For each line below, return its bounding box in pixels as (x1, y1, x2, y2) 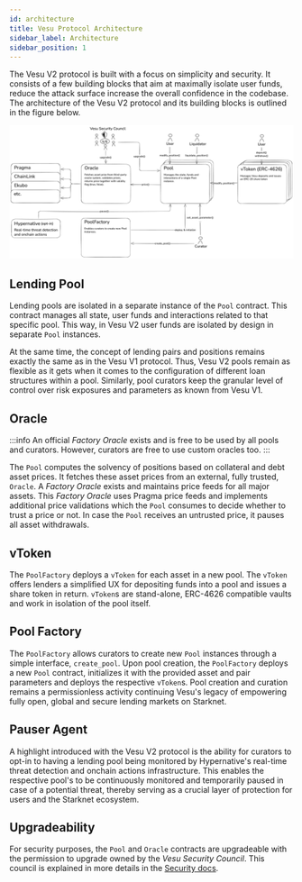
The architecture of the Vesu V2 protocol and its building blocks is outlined (9, 97, 287, 108)
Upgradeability (9, 820, 96, 835)
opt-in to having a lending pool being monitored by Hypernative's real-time (9, 755, 288, 766)
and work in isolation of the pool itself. (9, 597, 151, 608)
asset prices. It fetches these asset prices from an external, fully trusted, (9, 471, 279, 482)
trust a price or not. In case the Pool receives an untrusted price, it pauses (9, 510, 285, 521)
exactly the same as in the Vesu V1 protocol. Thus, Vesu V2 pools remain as (9, 356, 291, 367)
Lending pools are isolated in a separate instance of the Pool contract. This (9, 300, 288, 311)
